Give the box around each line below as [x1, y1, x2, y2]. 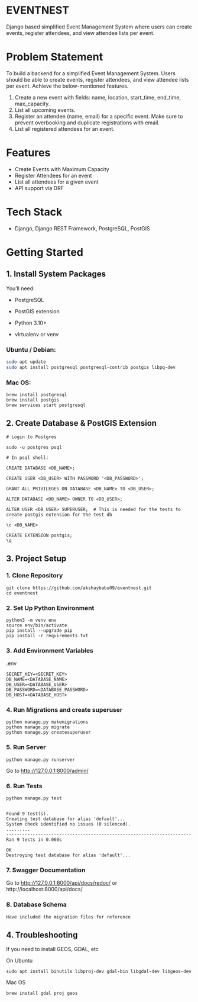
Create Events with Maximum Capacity [14, 165, 109, 172]
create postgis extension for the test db [6, 512, 112, 518]
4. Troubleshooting [6, 930, 78, 940]
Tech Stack [6, 205, 63, 219]
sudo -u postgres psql [6, 444, 62, 450]
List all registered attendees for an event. [14, 125, 115, 132]
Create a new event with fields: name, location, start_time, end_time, [14, 94, 181, 101]
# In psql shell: [6, 454, 49, 461]
